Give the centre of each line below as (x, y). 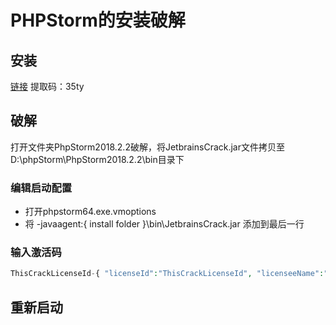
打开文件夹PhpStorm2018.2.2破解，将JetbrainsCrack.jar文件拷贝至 (148, 147)
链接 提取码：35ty (47, 86)
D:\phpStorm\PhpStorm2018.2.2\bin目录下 (97, 159)
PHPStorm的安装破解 (98, 20)
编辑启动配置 (41, 188)
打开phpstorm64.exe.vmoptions (90, 212)
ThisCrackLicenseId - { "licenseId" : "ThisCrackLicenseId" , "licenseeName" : (167, 274)
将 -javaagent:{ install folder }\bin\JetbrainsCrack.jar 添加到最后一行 (164, 224)
